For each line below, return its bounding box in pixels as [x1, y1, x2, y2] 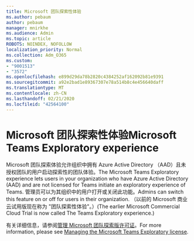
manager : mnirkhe [6, 25, 49, 31]
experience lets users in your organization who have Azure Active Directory [6, 175, 189, 182]
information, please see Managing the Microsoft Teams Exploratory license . [6, 228, 189, 235]
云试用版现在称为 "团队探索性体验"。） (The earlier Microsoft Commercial [6, 203, 180, 210]
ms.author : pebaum [6, 14, 51, 20]
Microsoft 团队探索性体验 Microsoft [6, 128, 177, 141]
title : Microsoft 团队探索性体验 [6, 8, 81, 15]
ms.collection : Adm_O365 [6, 52, 67, 58]
